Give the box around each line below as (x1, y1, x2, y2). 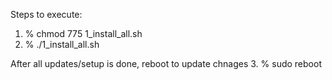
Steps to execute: (10, 9, 83, 20)
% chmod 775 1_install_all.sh (24, 28, 143, 39)
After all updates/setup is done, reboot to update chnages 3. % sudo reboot (10, 58, 322, 69)
